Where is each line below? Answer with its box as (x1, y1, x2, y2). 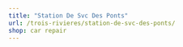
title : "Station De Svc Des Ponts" (8, 11, 129, 20)
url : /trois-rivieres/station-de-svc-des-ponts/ (8, 19, 176, 27)
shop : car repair (8, 26, 67, 34)
